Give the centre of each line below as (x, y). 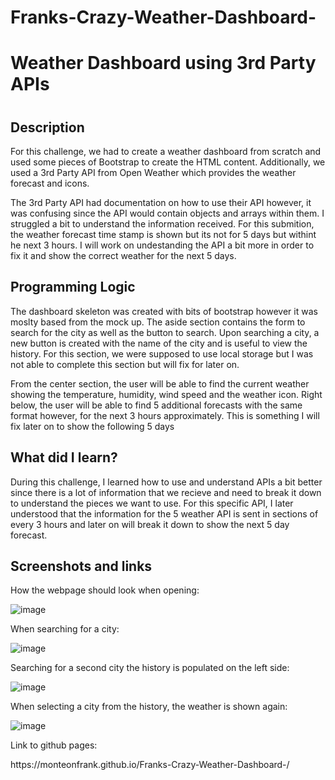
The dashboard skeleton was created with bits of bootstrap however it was (164, 311)
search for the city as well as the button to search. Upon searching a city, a (165, 332)
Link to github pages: (54, 745)
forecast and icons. (50, 183)
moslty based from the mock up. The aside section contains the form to (158, 322)
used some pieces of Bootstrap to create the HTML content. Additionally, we (168, 162)
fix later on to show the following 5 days (92, 426)
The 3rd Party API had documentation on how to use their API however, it (161, 202)
